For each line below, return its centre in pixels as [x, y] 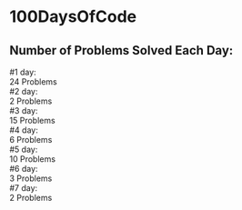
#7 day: [24, 188]
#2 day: [24, 91]
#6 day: [24, 169]
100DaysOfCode [73, 17]
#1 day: [23, 72]
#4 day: [24, 130]
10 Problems [33, 159]
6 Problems [31, 140]
